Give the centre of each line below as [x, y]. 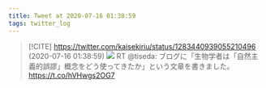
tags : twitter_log [39, 23]
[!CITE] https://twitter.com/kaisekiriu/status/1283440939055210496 [142, 46]
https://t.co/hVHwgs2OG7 [71, 75]
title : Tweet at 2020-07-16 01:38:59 [72, 16]
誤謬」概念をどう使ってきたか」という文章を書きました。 [138, 66]
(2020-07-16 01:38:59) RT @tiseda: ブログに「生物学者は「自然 [139, 56]
